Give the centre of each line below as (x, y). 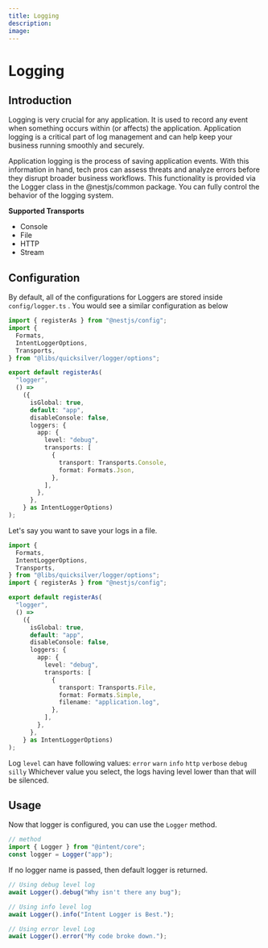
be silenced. (29, 780)
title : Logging (34, 16)
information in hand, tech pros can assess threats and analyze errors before (134, 169)
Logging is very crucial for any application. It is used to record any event (128, 120)
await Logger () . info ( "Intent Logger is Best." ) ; (91, 914)
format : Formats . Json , (97, 470)
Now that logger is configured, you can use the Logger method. (113, 825)
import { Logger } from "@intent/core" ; (77, 847)
